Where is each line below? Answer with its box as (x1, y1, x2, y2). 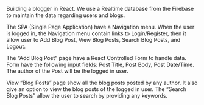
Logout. (6, 42, 26, 50)
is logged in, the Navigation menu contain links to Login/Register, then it (6, 30, 187, 37)
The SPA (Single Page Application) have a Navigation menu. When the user (6, 24, 195, 30)
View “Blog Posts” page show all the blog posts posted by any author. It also (6, 79, 198, 86)
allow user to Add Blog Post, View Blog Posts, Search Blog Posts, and (6, 36, 181, 43)
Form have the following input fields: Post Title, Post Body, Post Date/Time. (6, 61, 195, 68)
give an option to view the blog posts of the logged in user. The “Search (6, 86, 187, 93)
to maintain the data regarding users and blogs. (6, 12, 125, 19)
